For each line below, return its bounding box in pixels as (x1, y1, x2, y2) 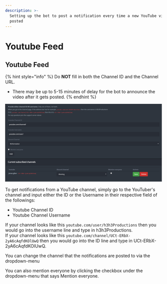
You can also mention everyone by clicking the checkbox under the (5, 268, 143, 274)
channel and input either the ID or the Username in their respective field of (5, 192, 158, 198)
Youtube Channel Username (12, 212, 71, 218)
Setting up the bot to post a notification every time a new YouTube (9, 13, 157, 18)
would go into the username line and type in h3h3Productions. (5, 227, 133, 233)
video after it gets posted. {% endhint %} (12, 94, 97, 100)
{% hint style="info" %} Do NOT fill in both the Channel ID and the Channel (5, 74, 159, 80)
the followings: (5, 197, 36, 203)
